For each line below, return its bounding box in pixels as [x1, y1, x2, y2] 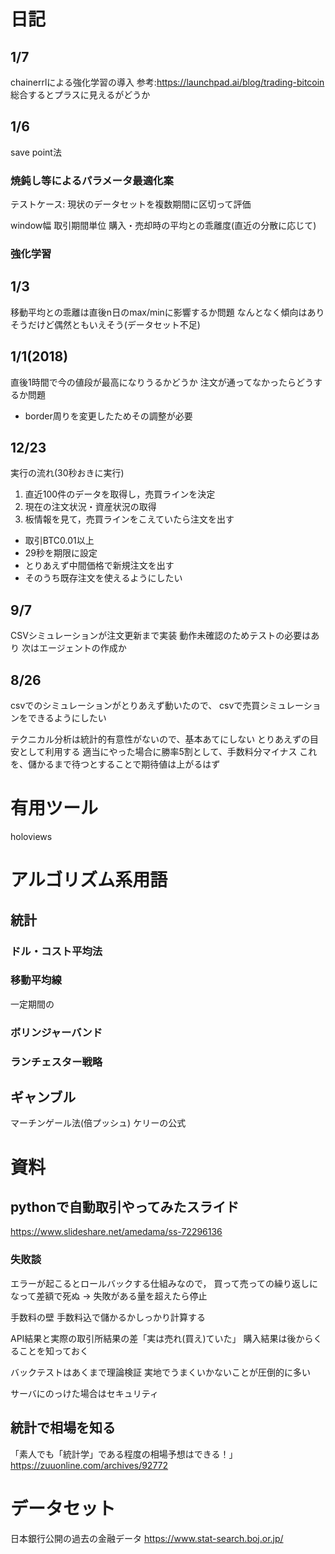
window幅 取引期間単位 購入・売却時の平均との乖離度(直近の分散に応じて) [10, 220, 317, 232]
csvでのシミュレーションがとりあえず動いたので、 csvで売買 [10, 700, 261, 712]
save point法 [10, 146, 62, 158]
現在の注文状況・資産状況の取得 [24, 501, 157, 513]
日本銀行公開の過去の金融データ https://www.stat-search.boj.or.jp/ [10, 1532, 284, 1544]
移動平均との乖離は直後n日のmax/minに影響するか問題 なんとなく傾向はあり [10, 306, 325, 318]
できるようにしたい [27, 712, 107, 724]
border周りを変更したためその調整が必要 [24, 410, 193, 422]
